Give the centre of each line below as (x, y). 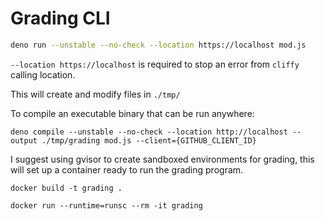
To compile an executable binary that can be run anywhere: (132, 113)
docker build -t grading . (66, 188)
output (24, 140)
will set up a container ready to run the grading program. (127, 169)
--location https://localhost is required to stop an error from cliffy (155, 64)
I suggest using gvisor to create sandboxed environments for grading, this (162, 159)
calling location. (43, 74)
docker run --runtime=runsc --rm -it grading (106, 205)
